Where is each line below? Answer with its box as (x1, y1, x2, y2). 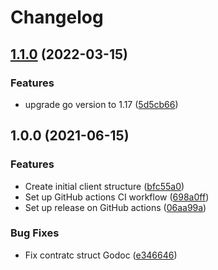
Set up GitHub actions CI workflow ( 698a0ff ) (24, 191, 210, 203)
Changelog (10, 6, 104, 29)
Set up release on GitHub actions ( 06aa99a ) (24, 201, 207, 213)
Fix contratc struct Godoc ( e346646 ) (24, 249, 178, 261)
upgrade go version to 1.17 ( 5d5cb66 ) (24, 98, 179, 110)
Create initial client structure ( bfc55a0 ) (24, 180, 185, 192)
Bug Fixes (10, 226, 60, 240)
